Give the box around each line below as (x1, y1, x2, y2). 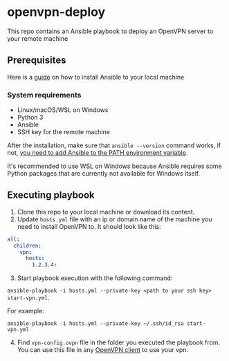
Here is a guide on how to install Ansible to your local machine (7, 73, 185, 81)
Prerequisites (7, 55, 66, 66)
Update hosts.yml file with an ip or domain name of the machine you (17, 215, 212, 223)
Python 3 (17, 113, 44, 122)
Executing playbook (7, 189, 95, 201)
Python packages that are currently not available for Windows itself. (7, 169, 201, 178)
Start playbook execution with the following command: (17, 274, 173, 282)
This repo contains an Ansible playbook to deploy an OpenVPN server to (7, 27, 214, 35)
